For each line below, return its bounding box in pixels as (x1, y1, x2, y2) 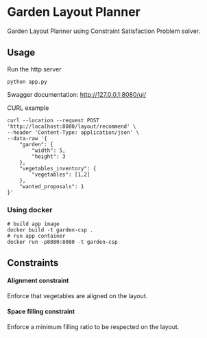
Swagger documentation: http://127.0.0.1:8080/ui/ (7, 90, 147, 98)
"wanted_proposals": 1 (19, 183, 84, 190)
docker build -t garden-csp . (7, 227, 94, 234)
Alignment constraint (7, 276, 69, 285)
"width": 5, (32, 147, 66, 154)
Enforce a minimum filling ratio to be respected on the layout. (7, 322, 180, 330)
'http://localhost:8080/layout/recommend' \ (7, 123, 136, 130)
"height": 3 (32, 153, 66, 160)
